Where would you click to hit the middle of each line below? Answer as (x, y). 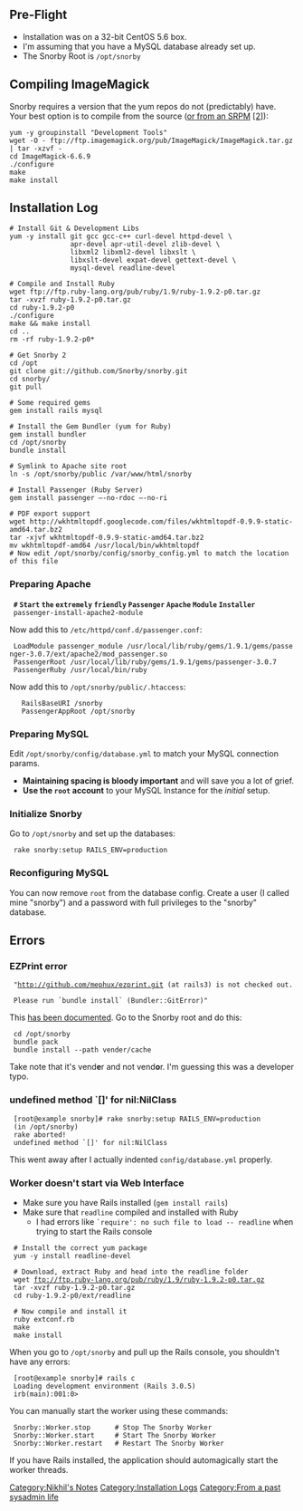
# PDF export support (50, 514)
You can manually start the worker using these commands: (119, 1410)
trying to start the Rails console (94, 1231)
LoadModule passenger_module (68, 646)
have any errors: (40, 1362)
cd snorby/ (30, 380)
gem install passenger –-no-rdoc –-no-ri (89, 498)
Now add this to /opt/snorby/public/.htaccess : (98, 687)
